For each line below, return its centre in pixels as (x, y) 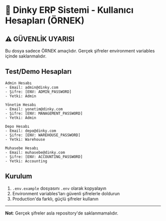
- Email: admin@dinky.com (32, 87)
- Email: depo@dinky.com (31, 131)
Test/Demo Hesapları (38, 72)
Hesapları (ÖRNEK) (45, 21)
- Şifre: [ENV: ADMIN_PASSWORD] (38, 92)
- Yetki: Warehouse (25, 139)
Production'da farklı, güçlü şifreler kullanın (55, 199)
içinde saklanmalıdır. (26, 56)
